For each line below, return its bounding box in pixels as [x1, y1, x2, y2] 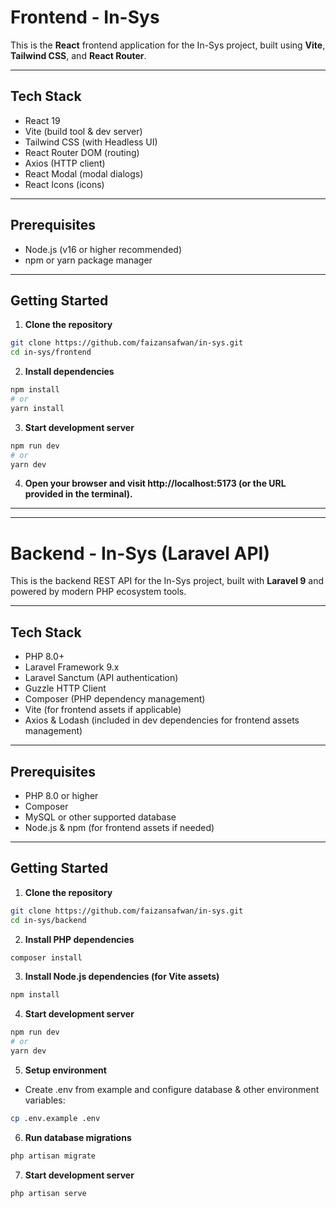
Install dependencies [24, 366, 115, 378]
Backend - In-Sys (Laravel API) [10, 542, 270, 565]
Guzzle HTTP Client [24, 682, 107, 695]
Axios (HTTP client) [24, 157, 106, 169]
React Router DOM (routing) [24, 146, 140, 158]
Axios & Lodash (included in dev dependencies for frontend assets [24, 714, 300, 726]
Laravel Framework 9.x [24, 661, 120, 673]
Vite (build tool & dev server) [24, 125, 143, 137]
